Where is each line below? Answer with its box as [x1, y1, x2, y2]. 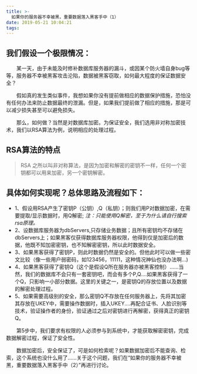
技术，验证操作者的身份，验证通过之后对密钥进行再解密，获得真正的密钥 [14, 307, 189, 314]
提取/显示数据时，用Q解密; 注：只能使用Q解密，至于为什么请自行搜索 [19, 212, 187, 219]
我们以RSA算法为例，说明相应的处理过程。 [16, 127, 119, 134]
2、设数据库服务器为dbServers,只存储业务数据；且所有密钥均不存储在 [14, 226, 184, 233]
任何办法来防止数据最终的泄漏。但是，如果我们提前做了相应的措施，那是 [11, 99, 186, 106]
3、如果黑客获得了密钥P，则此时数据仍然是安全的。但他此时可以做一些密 [14, 249, 191, 256]
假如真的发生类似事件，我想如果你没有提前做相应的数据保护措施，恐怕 [16, 92, 186, 99]
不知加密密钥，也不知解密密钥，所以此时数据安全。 [35, 241, 159, 248]
